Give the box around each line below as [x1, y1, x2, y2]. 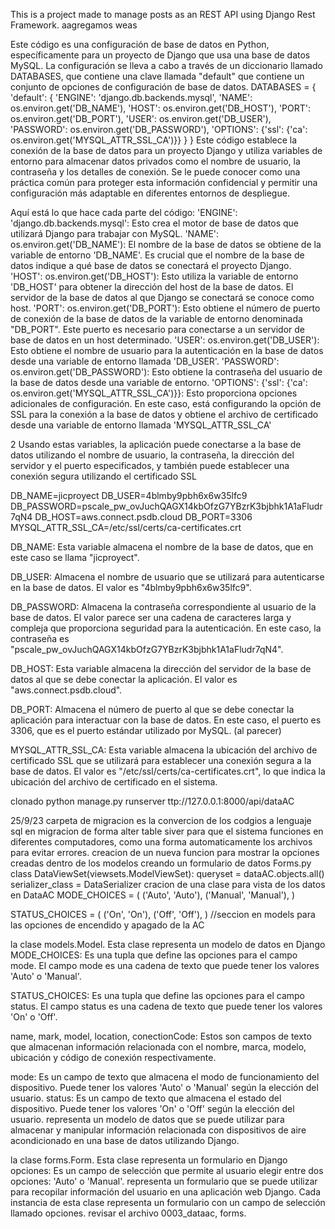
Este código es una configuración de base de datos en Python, [10, 39, 270, 50]
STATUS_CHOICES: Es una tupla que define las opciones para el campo [10, 990, 305, 1001]
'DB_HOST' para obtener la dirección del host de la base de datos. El [10, 281, 294, 293]
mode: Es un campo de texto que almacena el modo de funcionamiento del [10, 1071, 320, 1083]
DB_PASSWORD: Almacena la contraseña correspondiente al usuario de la [10, 601, 317, 613]
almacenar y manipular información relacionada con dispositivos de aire [10, 1124, 307, 1136]
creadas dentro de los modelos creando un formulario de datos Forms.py [10, 857, 312, 869]
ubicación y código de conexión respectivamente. [10, 1052, 217, 1063]
